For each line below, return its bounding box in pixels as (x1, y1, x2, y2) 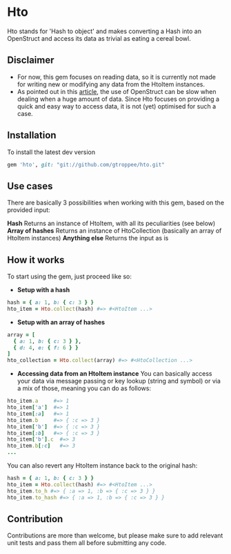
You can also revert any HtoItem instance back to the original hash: (7, 461, 198, 470)
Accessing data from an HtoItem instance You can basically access (17, 370, 212, 378)
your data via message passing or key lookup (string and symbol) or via (17, 377, 221, 385)
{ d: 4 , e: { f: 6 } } (13, 344, 79, 351)
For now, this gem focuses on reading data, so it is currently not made (17, 73, 216, 81)
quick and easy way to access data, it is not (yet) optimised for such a (17, 102, 217, 111)
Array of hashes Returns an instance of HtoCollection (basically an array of (7, 227, 222, 235)
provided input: (7, 206, 50, 214)
